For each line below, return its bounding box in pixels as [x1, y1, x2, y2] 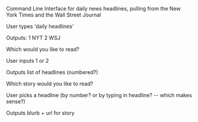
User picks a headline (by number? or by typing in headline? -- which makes [6, 92, 192, 98]
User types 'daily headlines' [6, 23, 74, 30]
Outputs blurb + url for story [6, 110, 75, 116]
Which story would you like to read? [6, 80, 93, 87]
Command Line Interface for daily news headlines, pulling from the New [6, 5, 181, 12]
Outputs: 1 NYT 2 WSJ [6, 34, 61, 41]
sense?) [6, 98, 25, 105]
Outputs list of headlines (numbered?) [6, 69, 99, 76]
